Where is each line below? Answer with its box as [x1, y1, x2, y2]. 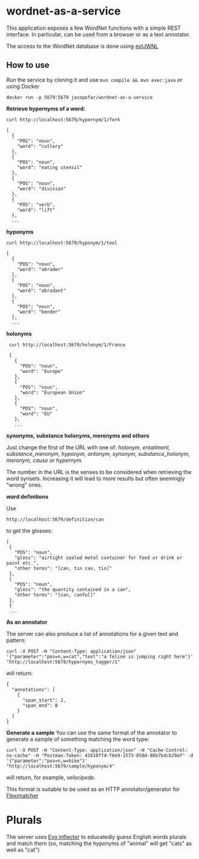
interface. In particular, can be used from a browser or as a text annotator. [6, 30, 191, 38]
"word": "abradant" [17, 287, 67, 293]
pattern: [6, 637, 26, 644]
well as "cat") [6, 846, 40, 853]
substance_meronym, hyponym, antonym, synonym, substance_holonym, [6, 450, 191, 457]
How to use [6, 60, 50, 70]
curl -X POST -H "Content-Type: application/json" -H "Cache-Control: [6, 747, 188, 753]
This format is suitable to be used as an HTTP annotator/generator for [6, 785, 180, 792]
